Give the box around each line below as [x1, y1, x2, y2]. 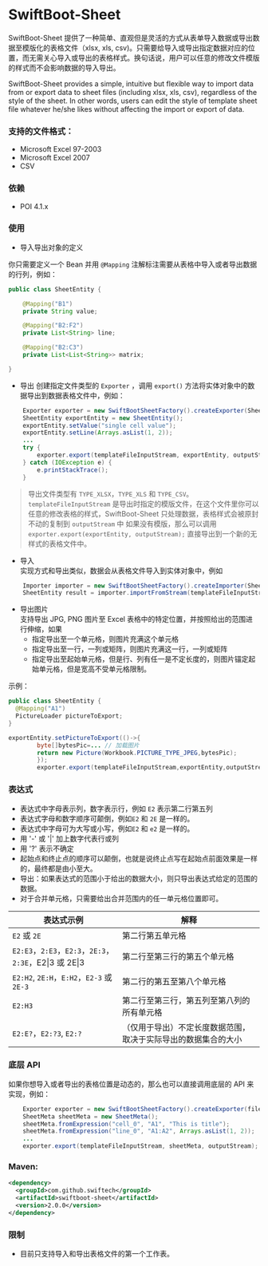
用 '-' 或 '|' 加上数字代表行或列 [19, 833, 120, 843]
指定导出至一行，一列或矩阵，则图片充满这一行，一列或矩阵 [31, 644, 228, 654]
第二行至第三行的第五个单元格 [122, 951, 235, 962]
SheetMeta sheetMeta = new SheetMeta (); [22, 1112, 159, 1121]
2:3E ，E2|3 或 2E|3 [12, 956, 85, 967]
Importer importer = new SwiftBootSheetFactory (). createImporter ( [22, 581, 248, 590]
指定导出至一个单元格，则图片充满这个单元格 [31, 635, 179, 644]
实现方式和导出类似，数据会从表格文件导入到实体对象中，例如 [19, 565, 223, 576]
